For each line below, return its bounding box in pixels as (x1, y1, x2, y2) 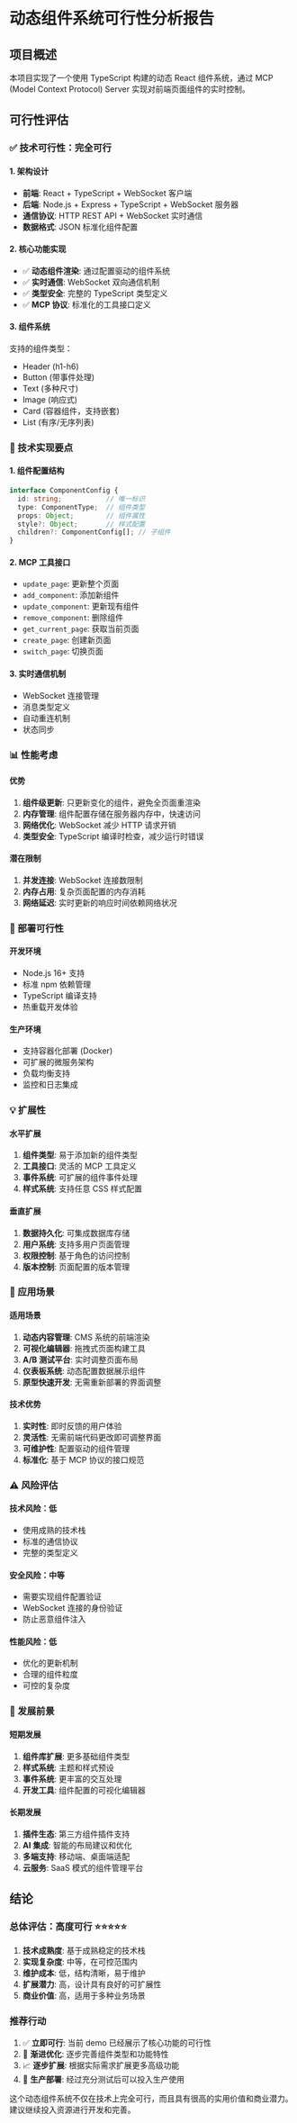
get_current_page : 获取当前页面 (22, 623, 139, 635)
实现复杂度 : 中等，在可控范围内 (22, 1956, 138, 1967)
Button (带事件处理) (22, 371, 95, 383)
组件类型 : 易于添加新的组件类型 (22, 1150, 138, 1161)
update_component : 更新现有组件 (22, 601, 139, 612)
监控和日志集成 (22, 1080, 78, 1090)
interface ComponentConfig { (9, 486, 119, 495)
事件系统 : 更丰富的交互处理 (22, 1773, 122, 1784)
